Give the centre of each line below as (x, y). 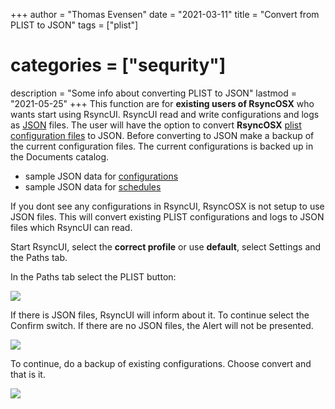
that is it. (28, 374)
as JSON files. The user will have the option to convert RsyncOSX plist (156, 125)
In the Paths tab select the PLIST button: (93, 276)
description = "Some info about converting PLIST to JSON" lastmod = (154, 93)
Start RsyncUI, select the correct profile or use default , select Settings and (166, 246)
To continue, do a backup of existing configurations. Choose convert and (161, 363)
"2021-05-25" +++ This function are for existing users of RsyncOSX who (162, 103)
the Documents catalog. (60, 156)
